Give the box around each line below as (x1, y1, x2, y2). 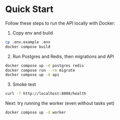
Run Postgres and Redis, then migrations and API (12, 53, 114, 59)
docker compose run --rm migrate (5, 68, 75, 73)
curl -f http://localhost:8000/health (5, 91, 86, 96)
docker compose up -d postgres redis (5, 63, 84, 68)
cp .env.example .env (5, 39, 51, 45)
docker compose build (5, 44, 51, 49)
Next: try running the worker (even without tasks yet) (5, 100, 114, 106)
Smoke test (12, 81, 36, 87)
